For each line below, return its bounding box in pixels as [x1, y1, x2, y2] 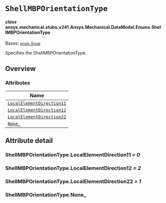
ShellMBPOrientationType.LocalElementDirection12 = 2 [5, 165, 141, 172]
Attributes [5, 79, 30, 86]
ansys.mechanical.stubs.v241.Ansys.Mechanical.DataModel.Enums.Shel [5, 24, 161, 30]
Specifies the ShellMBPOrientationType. [5, 50, 87, 56]
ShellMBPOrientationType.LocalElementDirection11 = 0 [5, 151, 141, 158]
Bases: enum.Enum [5, 40, 41, 46]
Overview [5, 64, 36, 73]
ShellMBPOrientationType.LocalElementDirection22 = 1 [5, 178, 142, 185]
